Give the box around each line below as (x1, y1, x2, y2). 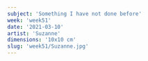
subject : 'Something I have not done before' (7, 10, 142, 18)
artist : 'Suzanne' (7, 29, 61, 37)
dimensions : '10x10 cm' (7, 36, 77, 43)
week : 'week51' (7, 17, 52, 24)
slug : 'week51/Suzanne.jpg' (7, 43, 89, 50)
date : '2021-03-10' (7, 23, 64, 30)
